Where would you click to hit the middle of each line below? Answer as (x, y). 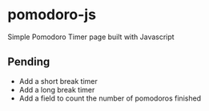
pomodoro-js (52, 15)
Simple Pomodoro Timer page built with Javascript (91, 37)
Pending (29, 62)
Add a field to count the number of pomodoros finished (110, 98)
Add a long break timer (57, 89)
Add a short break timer (58, 81)
